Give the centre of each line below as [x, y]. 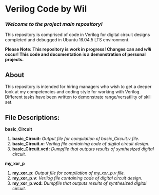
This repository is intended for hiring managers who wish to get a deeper [79, 87]
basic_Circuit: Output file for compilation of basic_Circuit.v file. [76, 139]
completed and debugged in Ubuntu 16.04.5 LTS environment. [67, 40]
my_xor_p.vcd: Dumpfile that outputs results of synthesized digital [79, 183]
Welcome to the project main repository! [54, 24]
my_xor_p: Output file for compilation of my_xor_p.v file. [69, 173]
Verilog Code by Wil [46, 9]
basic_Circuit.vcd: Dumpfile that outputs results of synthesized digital [83, 149]
